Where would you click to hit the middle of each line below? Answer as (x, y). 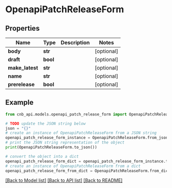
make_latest (23, 68)
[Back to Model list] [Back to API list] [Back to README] (64, 180)
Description (75, 43)
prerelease (21, 84)
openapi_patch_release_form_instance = (48, 138)
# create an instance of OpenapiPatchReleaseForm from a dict (73, 166)
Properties (23, 28)
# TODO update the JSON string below (46, 124)
